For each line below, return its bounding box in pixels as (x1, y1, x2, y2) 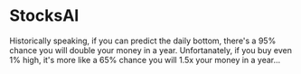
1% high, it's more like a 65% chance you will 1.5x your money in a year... (9, 54, 281, 65)
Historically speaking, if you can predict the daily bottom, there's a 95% (9, 35, 277, 46)
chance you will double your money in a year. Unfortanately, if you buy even (9, 44, 292, 55)
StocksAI (9, 5, 80, 26)
